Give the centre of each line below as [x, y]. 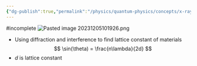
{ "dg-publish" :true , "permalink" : [47, 11]
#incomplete [21, 28]
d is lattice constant [38, 58]
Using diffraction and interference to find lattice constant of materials [98, 39]
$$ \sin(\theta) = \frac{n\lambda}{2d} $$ [103, 48]
